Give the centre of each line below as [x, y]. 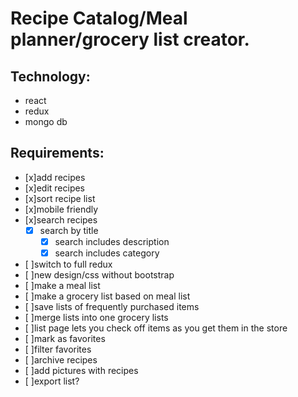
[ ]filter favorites [58, 349]
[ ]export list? [52, 381]
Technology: [50, 76]
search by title [69, 230]
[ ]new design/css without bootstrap [99, 275]
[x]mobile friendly [61, 209]
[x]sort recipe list [60, 198]
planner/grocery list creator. [130, 39]
